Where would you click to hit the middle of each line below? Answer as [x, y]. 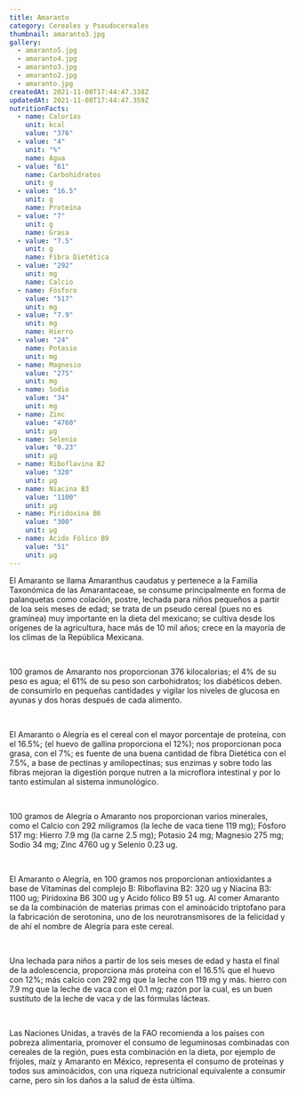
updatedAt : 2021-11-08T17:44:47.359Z [79, 100]
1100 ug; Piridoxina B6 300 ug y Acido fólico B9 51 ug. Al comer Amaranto [145, 897]
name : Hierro [49, 332]
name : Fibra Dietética [67, 257]
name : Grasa [47, 232]
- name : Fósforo [47, 290]
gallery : [25, 42]
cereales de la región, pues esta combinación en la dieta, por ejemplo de [142, 1051]
